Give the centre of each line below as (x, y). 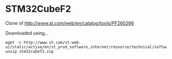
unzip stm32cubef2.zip (29, 51)
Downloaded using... (27, 33)
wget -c (14, 42)
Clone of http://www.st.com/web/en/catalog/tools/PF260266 (70, 23)
